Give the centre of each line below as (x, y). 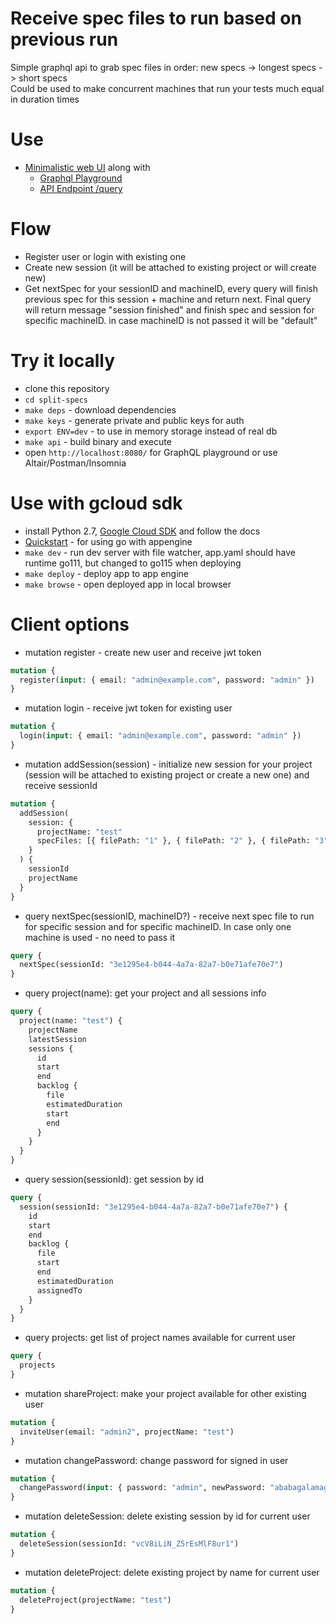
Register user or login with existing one (105, 256)
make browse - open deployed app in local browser (128, 584)
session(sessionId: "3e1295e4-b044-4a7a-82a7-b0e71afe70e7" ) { (153, 1207)
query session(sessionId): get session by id (114, 1179)
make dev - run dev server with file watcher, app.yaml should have (160, 552)
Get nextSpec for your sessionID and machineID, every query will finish (171, 288)
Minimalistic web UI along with (87, 167)
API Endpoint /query (81, 188)
